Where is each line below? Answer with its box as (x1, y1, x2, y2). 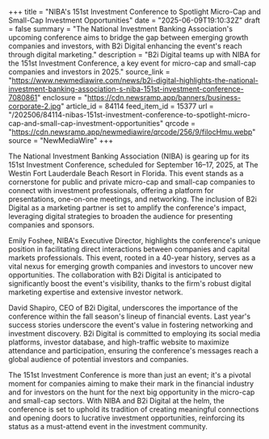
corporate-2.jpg (8, 101, 61, 111)
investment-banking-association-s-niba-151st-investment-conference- (8, 84, 244, 94)
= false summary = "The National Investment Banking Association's (8, 24, 233, 33)
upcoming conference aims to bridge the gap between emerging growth (8, 32, 249, 42)
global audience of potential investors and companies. (8, 355, 189, 364)
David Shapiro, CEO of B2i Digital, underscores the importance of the (8, 303, 238, 312)
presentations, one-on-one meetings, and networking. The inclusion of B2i (8, 194, 257, 204)
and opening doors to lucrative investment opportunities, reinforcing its (8, 413, 245, 423)
